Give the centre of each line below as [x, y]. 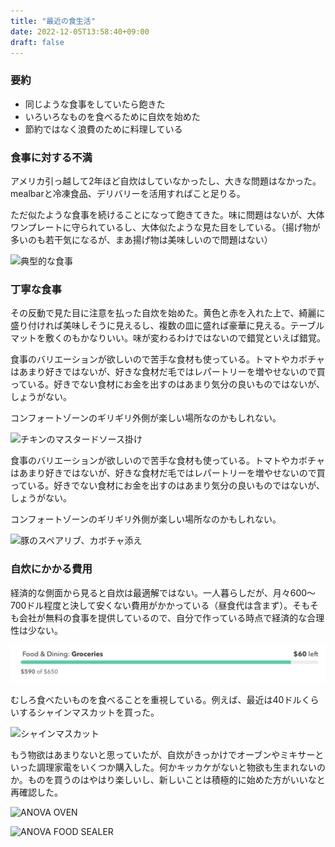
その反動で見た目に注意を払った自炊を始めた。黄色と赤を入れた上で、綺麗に [168, 313]
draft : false [37, 42]
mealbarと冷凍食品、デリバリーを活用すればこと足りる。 [128, 193]
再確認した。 [36, 792]
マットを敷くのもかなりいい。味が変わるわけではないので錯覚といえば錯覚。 [168, 338]
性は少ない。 [36, 630]
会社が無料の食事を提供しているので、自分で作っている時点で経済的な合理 [171, 617]
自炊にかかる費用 [51, 569]
